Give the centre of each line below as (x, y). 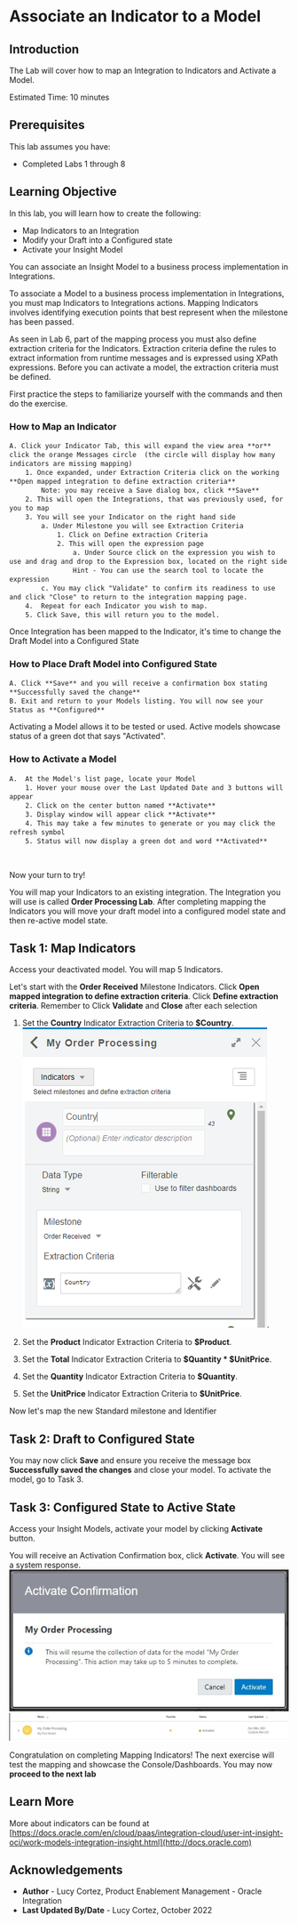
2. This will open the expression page (130, 543)
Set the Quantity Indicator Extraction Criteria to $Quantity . (129, 1377)
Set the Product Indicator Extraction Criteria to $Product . (127, 1342)
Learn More (42, 1802)
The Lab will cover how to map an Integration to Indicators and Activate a (143, 70)
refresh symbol (37, 832)
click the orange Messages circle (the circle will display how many (142, 455)
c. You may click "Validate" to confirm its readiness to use (158, 588)
